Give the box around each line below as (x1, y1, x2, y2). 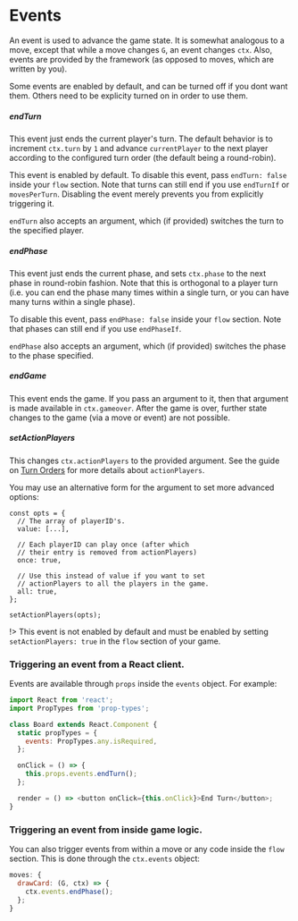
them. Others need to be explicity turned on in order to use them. (9, 90, 248, 101)
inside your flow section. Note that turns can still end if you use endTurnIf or (9, 179, 290, 190)
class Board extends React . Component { (9, 720, 158, 729)
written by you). (9, 63, 68, 74)
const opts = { (9, 509, 66, 518)
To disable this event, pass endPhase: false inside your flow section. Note (9, 314, 282, 325)
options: (9, 491, 40, 502)
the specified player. (9, 224, 85, 235)
